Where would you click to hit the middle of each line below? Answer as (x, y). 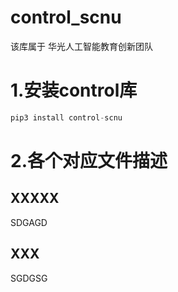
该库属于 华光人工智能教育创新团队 (81, 46)
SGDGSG (29, 278)
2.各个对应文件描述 (89, 160)
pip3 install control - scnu (66, 117)
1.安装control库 (74, 90)
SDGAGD (29, 222)
